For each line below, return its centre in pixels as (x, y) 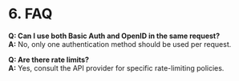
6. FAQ (30, 14)
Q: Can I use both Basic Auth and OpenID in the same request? (114, 36)
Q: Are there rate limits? (49, 60)
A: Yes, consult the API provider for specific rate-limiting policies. (116, 67)
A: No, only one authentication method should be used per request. (120, 44)
